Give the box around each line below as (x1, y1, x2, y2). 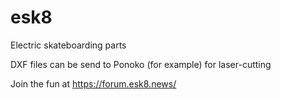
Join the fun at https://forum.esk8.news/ (10, 77, 177, 90)
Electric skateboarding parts (10, 39, 127, 51)
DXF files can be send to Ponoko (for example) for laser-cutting (10, 58, 272, 70)
